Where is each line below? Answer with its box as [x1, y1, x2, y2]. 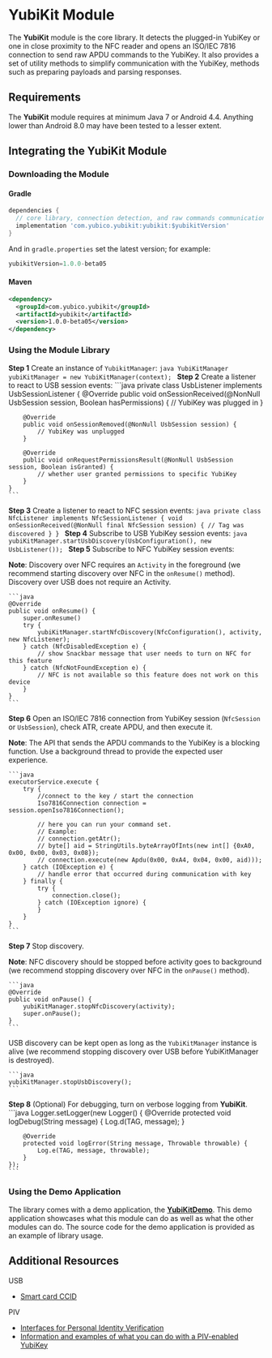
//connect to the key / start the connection [37, 792, 194, 800]
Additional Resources [8, 1254, 119, 1268]
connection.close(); [51, 891, 121, 900]
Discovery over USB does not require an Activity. [8, 577, 172, 587]
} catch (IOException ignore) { [37, 898, 147, 906]
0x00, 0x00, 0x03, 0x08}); [8, 849, 100, 857]
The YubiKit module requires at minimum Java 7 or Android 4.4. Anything [8, 112, 253, 122]
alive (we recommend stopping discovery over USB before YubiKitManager [8, 1046, 259, 1056]
